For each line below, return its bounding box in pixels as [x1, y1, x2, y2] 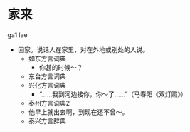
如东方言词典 [28, 54, 66, 63]
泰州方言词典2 [28, 98, 70, 107]
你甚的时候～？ [38, 63, 83, 71]
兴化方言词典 [28, 81, 66, 89]
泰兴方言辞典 [28, 116, 66, 125]
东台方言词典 [28, 72, 66, 81]
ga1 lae [7, 30, 28, 39]
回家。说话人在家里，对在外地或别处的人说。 [17, 45, 149, 54]
